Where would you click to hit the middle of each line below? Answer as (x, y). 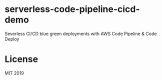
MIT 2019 (14, 73)
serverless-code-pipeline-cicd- (72, 9)
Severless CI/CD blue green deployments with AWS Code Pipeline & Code (81, 33)
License (21, 59)
